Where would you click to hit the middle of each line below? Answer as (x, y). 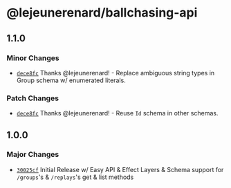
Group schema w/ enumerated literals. (71, 80)
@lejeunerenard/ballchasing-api (102, 13)
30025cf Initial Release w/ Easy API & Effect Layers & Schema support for (120, 169)
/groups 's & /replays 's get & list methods (75, 177)
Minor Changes (33, 58)
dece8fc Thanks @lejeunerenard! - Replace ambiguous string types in (115, 73)
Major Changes (33, 155)
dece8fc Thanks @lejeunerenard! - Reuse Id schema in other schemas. (117, 113)
